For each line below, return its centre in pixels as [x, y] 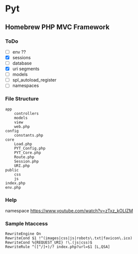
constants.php [29, 135]
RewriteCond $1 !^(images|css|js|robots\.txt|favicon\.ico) [69, 238]
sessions [21, 57]
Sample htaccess [27, 223]
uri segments [26, 69]
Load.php [23, 144]
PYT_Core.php [28, 153]
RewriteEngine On [23, 234]
